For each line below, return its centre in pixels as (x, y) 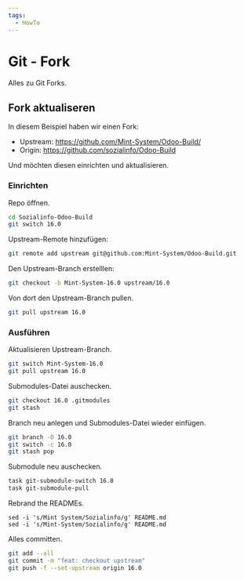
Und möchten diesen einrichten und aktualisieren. (89, 165)
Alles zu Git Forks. (37, 83)
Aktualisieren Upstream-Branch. (60, 350)
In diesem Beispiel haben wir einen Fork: (74, 127)
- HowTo (28, 23)
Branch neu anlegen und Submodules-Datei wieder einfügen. (107, 422)
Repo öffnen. (29, 203)
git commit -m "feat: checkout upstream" (77, 560)
